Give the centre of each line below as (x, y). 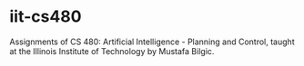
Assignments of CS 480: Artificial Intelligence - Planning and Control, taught (152, 42)
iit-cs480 (46, 17)
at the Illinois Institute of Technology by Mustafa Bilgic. (112, 51)
